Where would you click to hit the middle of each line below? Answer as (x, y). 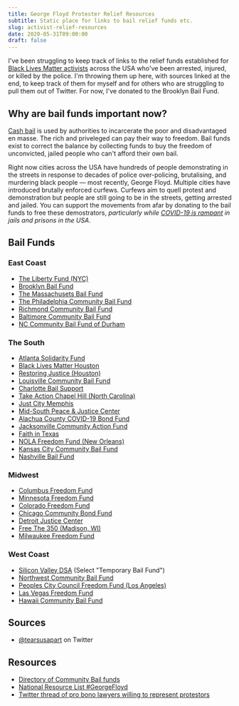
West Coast (28, 555)
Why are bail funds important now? (88, 114)
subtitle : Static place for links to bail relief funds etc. (101, 21)
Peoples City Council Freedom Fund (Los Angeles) (92, 585)
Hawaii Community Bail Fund (60, 600)
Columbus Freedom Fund (55, 491)
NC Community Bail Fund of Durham (71, 324)
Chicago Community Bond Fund (65, 513)
